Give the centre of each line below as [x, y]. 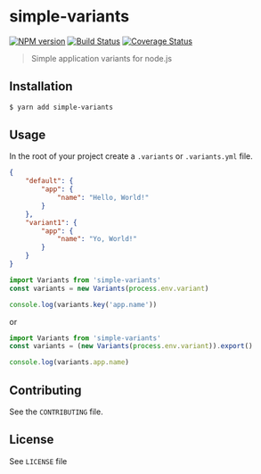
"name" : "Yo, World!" [97, 239]
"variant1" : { [51, 222]
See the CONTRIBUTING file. [57, 412]
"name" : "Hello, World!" [103, 198]
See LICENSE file [38, 461]
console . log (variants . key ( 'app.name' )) [83, 304]
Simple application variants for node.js [101, 58]
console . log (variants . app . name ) [69, 362]
